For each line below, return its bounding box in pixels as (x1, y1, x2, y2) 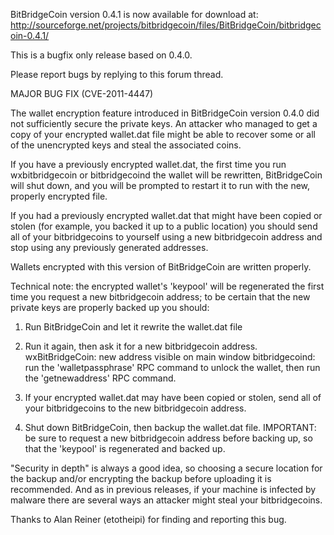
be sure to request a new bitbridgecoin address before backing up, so (24, 432, 313, 444)
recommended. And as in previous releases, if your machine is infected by (10, 484, 317, 495)
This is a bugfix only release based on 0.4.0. (10, 49, 193, 61)
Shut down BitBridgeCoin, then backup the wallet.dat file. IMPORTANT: (24, 422, 317, 433)
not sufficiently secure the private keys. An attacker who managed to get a (10, 118, 318, 129)
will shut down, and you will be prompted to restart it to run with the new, (10, 180, 311, 191)
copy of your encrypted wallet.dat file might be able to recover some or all (10, 129, 316, 140)
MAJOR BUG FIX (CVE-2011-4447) (10, 88, 154, 99)
